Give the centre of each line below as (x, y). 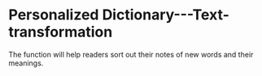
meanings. (26, 63)
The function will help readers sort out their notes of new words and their (131, 54)
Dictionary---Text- (166, 15)
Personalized (54, 15)
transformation (61, 32)
